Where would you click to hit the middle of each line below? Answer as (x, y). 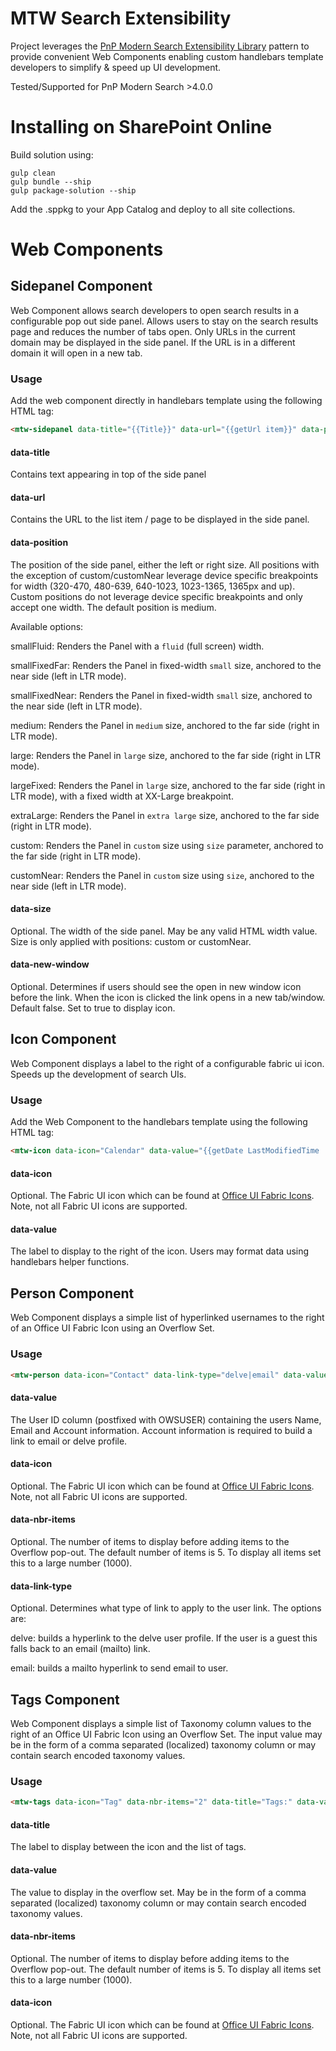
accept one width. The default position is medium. (113, 607)
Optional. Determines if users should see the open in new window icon (156, 987)
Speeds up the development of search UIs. (98, 1074)
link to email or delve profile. (69, 1441)
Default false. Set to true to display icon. (93, 1008)
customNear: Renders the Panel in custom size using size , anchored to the (162, 875)
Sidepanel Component (81, 286)
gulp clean (33, 173)
